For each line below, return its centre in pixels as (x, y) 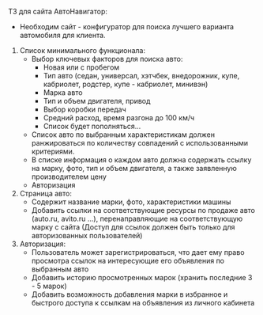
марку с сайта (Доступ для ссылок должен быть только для (133, 227)
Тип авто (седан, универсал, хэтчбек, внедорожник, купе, (141, 76)
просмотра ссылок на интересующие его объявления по (128, 261)
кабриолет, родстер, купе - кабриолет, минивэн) (126, 84)
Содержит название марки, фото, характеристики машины (131, 202)
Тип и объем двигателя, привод (97, 101)
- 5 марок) (49, 286)
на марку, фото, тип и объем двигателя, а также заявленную (134, 168)
